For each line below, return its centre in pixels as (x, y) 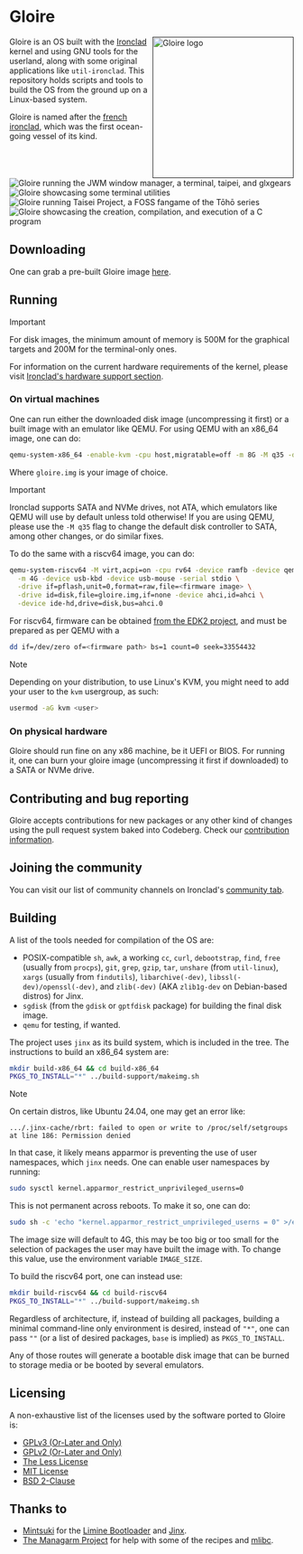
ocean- (129, 126)
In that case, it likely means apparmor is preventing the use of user (133, 1153)
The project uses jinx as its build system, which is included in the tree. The (149, 1042)
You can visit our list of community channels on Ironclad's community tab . (147, 890)
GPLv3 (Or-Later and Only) (72, 1442)
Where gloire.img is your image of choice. (89, 472)
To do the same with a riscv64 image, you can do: (102, 553)
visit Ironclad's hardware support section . (87, 376)
